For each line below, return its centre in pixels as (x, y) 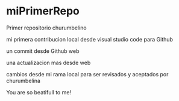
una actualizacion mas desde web (49, 63)
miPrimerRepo (43, 11)
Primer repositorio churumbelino (46, 28)
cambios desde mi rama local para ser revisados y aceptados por (87, 74)
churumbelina (24, 81)
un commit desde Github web (43, 51)
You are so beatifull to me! (39, 92)
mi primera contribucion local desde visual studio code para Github (90, 39)
